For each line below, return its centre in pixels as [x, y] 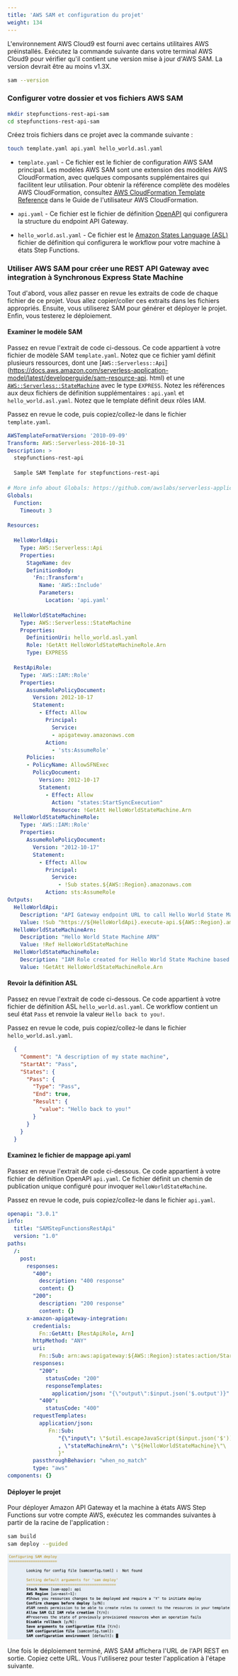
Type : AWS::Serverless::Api [61, 548]
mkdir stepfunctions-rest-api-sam [58, 114]
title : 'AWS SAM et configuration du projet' [75, 15]
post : [28, 1259]
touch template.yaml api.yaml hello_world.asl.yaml [85, 149]
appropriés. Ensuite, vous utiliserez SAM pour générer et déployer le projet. [117, 308]
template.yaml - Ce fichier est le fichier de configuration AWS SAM [115, 163]
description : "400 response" [82, 1281]
